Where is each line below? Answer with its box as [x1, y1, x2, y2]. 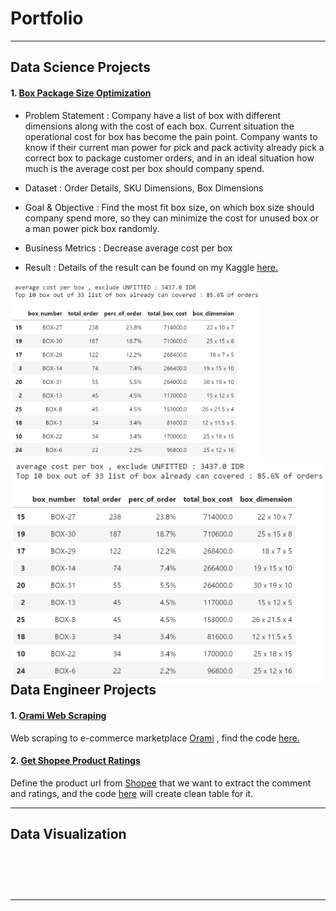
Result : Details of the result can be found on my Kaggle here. [24, 261, 279, 273]
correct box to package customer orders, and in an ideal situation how [24, 152, 315, 164]
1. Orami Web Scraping [10, 709, 107, 721]
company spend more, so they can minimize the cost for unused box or [24, 212, 320, 224]
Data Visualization [10, 826, 127, 843]
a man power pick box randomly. [24, 222, 160, 234]
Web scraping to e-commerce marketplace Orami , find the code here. [10, 732, 300, 744]
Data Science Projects [10, 59, 151, 76]
